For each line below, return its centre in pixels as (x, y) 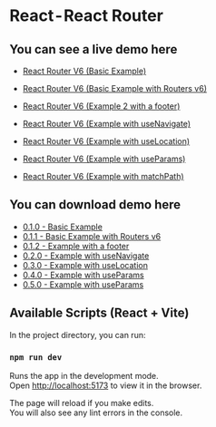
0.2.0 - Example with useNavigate (86, 256)
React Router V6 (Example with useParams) (104, 159)
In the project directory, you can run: (78, 335)
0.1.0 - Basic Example (62, 227)
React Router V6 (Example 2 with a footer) (101, 106)
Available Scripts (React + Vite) (99, 313)
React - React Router (86, 16)
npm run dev (36, 357)
